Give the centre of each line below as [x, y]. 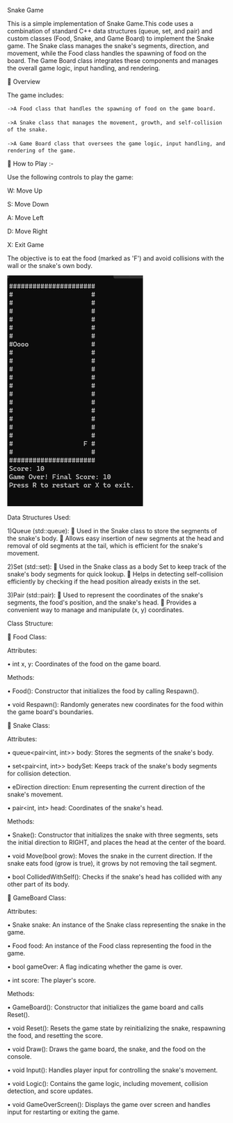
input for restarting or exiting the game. [63, 1112]
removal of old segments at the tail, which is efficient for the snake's [105, 546]
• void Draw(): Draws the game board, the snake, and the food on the [107, 1049]
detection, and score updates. [50, 1091]
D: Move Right [27, 231]
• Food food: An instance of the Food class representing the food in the [110, 946]
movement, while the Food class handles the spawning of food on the [107, 53]
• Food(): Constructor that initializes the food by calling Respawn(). [103, 691]
